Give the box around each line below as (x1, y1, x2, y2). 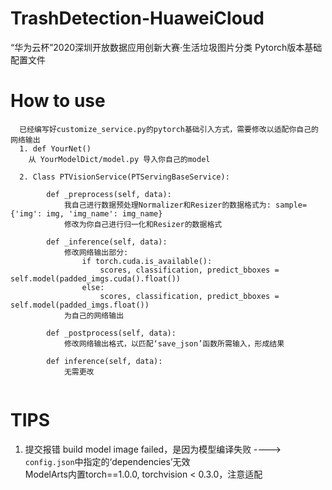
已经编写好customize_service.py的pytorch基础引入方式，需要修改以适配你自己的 (19, 124, 319, 134)
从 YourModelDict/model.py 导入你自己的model (28, 154, 211, 164)
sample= (275, 200, 308, 210)
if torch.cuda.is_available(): (81, 256, 213, 266)
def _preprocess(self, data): (46, 189, 172, 199)
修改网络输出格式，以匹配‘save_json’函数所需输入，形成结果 (63, 338, 285, 349)
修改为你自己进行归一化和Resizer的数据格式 (63, 219, 223, 229)
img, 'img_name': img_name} (46, 208, 163, 219)
